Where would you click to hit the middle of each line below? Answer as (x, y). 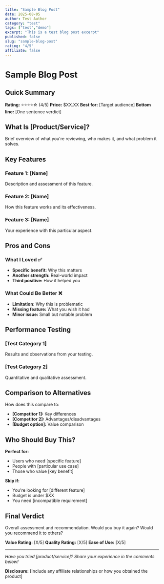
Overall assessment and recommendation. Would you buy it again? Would (79, 528)
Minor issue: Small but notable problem (52, 314)
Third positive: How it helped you (46, 281)
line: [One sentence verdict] (33, 112)
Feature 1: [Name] (26, 173)
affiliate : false (23, 50)
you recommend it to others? (34, 533)
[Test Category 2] (26, 367)
